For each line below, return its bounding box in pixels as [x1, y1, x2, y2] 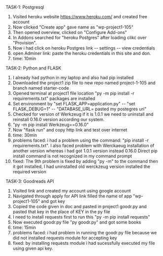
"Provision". [12, 40, 37, 46]
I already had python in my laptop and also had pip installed [12, 75, 134, 80]
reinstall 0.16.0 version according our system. [12, 117, 105, 122]
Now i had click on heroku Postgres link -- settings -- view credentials [12, 45, 155, 51]
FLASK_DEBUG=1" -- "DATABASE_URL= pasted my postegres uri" [12, 106, 147, 112]
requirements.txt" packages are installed [12, 96, 96, 101]
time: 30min [12, 132, 37, 138]
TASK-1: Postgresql [5, 4, 44, 10]
